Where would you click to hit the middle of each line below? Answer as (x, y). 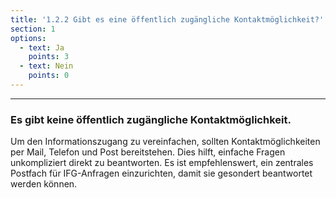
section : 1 (33, 29)
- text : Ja (42, 47)
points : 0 (49, 76)
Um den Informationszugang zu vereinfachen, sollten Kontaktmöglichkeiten (165, 142)
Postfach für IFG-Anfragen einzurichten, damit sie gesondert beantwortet (161, 173)
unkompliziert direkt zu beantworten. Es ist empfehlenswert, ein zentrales (162, 163)
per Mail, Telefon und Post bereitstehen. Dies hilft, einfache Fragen (148, 152)
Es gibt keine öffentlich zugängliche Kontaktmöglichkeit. (151, 119)
